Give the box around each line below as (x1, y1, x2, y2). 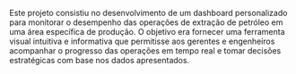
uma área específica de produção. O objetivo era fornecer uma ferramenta (9, 27, 285, 37)
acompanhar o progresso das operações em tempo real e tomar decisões (9, 45, 282, 56)
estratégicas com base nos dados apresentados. (9, 55, 190, 65)
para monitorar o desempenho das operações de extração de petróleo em (9, 17, 283, 28)
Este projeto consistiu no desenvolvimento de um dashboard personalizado (9, 8, 288, 18)
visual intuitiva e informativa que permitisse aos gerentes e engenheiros (9, 36, 275, 46)
